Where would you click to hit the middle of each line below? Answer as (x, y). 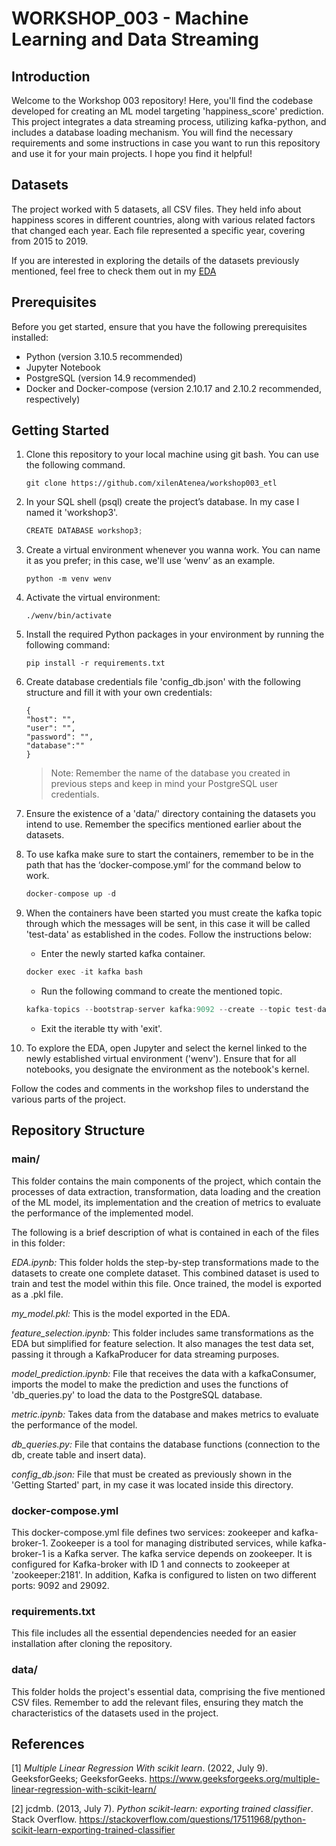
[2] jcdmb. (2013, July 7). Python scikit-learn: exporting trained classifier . (162, 1809)
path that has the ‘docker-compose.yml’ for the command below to (163, 865)
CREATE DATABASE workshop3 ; (84, 531)
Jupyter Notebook (63, 367)
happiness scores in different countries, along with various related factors (163, 219)
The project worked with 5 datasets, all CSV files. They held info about (156, 209)
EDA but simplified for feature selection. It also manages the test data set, (162, 1343)
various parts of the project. (68, 1099)
